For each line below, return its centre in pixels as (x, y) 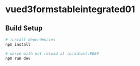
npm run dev (18, 58)
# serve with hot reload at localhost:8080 (52, 54)
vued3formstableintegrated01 (70, 9)
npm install (18, 44)
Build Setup (24, 28)
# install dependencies (31, 40)
